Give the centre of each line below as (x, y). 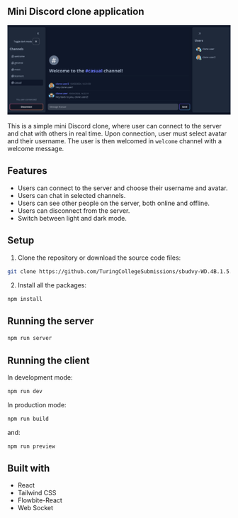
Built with (29, 468)
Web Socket (35, 508)
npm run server (30, 338)
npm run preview (31, 446)
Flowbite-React (40, 500)
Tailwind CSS (37, 493)
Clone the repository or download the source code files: (99, 258)
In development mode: (40, 377)
